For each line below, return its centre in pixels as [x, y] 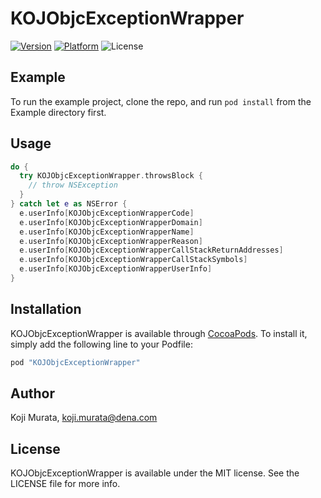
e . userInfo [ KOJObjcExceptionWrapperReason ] [111, 241]
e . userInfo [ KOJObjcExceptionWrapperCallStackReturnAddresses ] [151, 250]
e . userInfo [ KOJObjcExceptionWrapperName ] [107, 232]
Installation [46, 309]
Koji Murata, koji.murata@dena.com [84, 418]
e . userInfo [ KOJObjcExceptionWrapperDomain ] [111, 222]
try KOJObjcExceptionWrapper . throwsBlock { [111, 176]
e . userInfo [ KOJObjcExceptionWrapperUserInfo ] [116, 269]
